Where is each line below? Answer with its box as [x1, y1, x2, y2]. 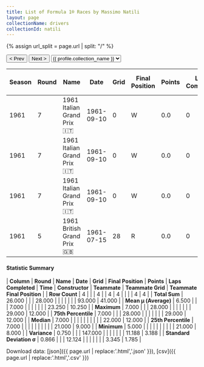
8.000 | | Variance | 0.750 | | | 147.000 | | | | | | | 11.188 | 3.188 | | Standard [6, 329, 190, 337]
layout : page [6, 15, 39, 21]
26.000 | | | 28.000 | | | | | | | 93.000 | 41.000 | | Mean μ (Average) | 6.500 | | [6, 297, 197, 304]
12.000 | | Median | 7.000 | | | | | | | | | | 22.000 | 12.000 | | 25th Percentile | [6, 316, 194, 324]
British [63, 225, 81, 233]
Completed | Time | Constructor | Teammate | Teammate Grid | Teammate [6, 284, 197, 292]
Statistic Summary [6, 264, 55, 271]
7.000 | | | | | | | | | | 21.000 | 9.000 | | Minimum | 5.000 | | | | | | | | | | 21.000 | [6, 323, 196, 330]
